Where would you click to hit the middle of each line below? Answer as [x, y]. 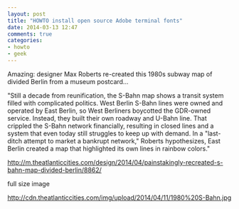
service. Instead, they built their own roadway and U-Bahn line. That [107, 118]
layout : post [27, 14]
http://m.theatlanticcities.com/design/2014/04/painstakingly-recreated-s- [115, 162]
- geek [17, 54]
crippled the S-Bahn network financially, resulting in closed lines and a [111, 126]
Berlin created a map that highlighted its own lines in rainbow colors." [109, 148]
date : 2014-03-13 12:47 [43, 27]
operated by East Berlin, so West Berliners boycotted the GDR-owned [109, 111]
